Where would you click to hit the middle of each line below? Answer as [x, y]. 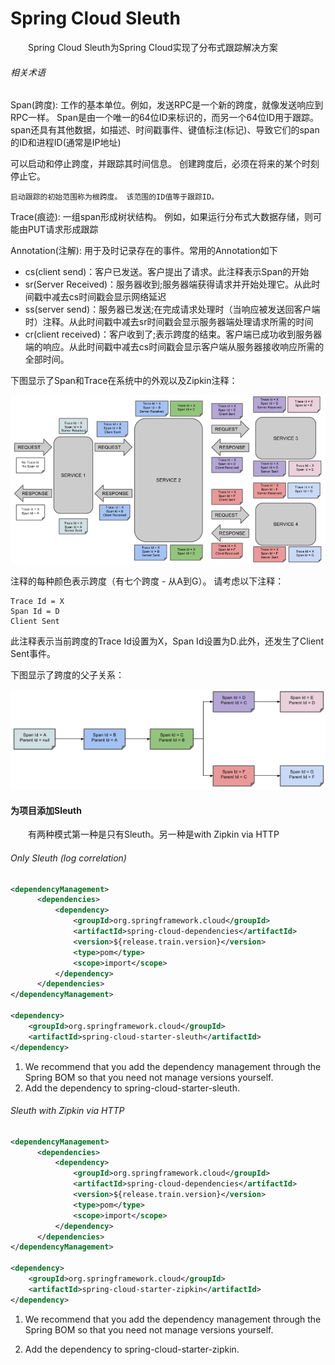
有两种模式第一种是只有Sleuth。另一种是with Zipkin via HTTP [154, 834]
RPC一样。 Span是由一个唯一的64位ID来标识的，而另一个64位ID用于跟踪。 [165, 118]
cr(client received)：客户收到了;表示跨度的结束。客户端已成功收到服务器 [173, 334]
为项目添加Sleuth [46, 810]
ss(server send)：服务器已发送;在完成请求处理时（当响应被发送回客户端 [172, 309]
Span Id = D [35, 611]
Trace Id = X [37, 601]
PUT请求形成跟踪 [63, 229]
